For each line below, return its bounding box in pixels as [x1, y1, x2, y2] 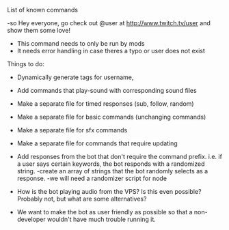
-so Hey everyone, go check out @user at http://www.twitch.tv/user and [7, 19, 211, 27]
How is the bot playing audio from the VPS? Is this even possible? [16, 188, 202, 195]
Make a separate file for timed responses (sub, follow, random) [16, 100, 194, 108]
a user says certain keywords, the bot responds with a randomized [16, 160, 205, 168]
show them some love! [7, 27, 70, 34]
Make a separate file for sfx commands [16, 126, 128, 134]
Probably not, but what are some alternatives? [16, 195, 147, 203]
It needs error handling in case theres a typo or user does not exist [16, 47, 205, 55]
